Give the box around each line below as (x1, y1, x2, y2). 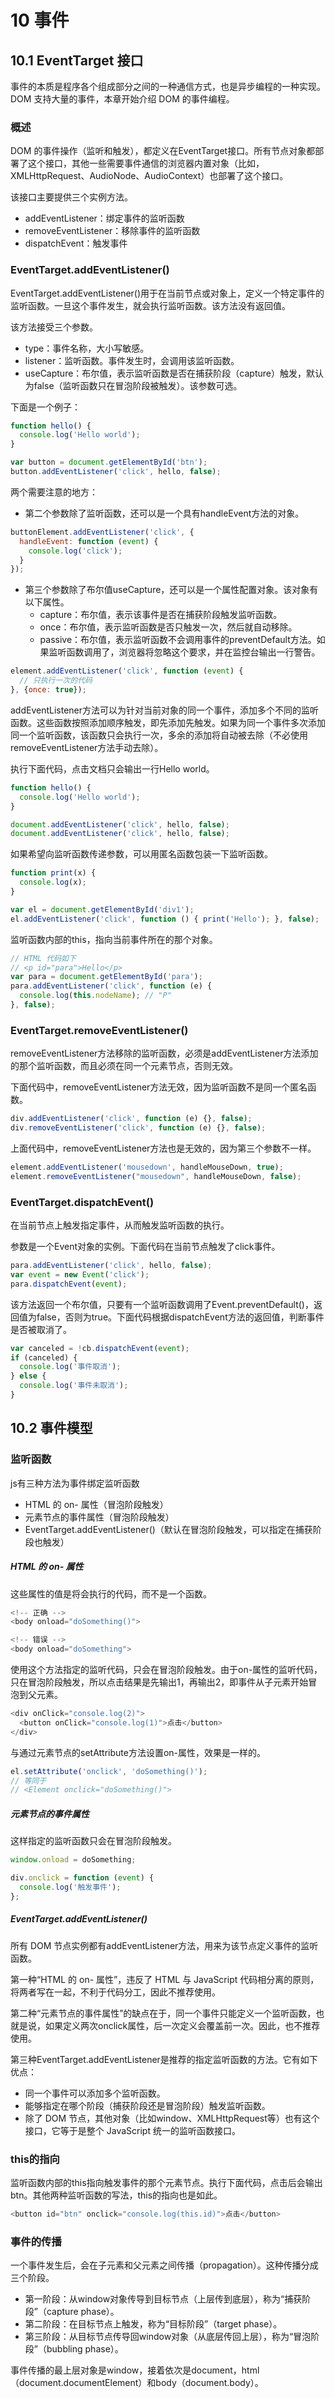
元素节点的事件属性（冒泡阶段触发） (24, 1511, 175, 1523)
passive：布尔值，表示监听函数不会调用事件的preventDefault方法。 (39, 634, 317, 646)
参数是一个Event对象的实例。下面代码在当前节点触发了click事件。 (10, 1241, 281, 1253)
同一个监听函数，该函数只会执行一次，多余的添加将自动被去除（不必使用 (10, 729, 308, 741)
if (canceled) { (10, 1352, 78, 1363)
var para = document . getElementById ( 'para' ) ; (10, 972, 203, 982)
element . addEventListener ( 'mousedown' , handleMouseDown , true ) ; (10, 1162, 284, 1173)
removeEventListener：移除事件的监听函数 (24, 225, 201, 237)
